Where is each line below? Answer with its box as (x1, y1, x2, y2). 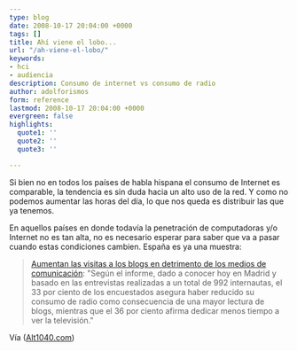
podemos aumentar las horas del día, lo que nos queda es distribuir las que (9, 196, 285, 207)
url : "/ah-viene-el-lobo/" (9, 46, 109, 55)
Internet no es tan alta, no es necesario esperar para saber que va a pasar (9, 231, 280, 242)
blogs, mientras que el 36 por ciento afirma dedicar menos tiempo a (30, 305, 280, 316)
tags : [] (9, 29, 42, 38)
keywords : (9, 54, 46, 63)
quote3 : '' (17, 144, 58, 153)
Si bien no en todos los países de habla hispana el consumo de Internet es (9, 176, 281, 187)
